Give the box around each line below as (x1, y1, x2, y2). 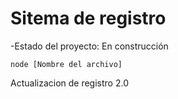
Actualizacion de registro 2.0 (10, 77, 129, 89)
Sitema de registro (10, 7, 167, 30)
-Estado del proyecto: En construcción (10, 40, 169, 52)
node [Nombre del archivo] (10, 59, 123, 69)
